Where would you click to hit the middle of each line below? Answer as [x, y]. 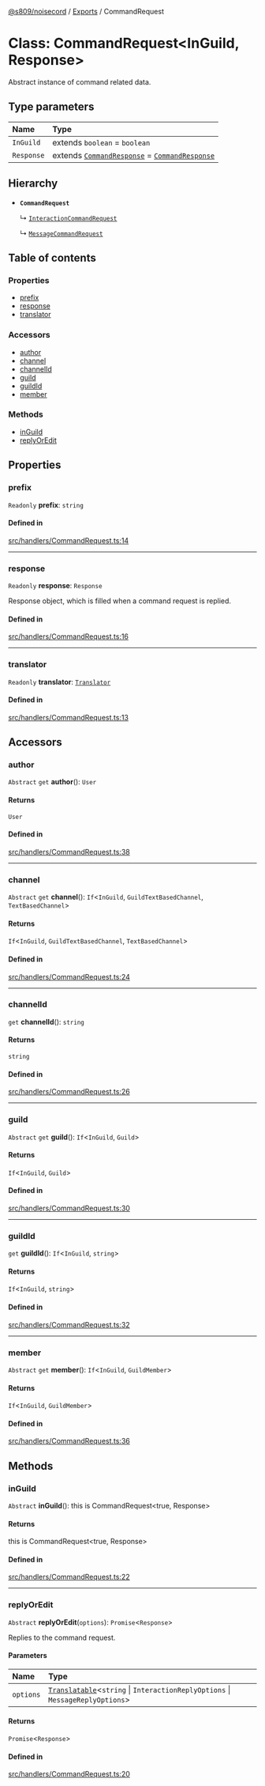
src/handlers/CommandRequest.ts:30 [69, 1208]
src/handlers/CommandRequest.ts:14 [69, 540]
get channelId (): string [46, 1021]
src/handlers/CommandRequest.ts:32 [69, 1324]
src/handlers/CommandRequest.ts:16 [68, 636]
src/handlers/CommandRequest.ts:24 [69, 976]
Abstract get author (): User [52, 782]
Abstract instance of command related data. [80, 81]
